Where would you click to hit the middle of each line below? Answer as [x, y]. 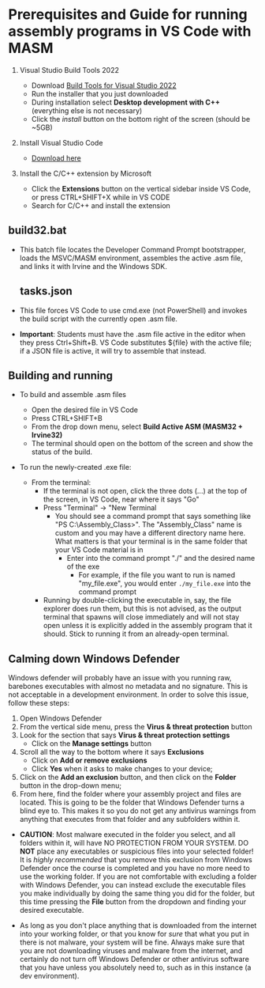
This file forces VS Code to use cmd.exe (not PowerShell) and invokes [133, 310]
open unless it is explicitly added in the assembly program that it [147, 626]
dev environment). [49, 976]
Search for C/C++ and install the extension [101, 205]
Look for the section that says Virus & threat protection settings [125, 735]
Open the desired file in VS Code [85, 410]
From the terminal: [61, 483]
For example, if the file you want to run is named [157, 575]
